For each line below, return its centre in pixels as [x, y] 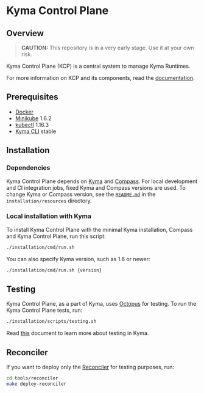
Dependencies [28, 168]
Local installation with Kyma [49, 216]
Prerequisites [32, 97]
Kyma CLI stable [36, 131]
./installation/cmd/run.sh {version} [54, 270]
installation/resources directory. [49, 200]
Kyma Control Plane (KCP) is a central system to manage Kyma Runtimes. [98, 66]
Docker [24, 112]
